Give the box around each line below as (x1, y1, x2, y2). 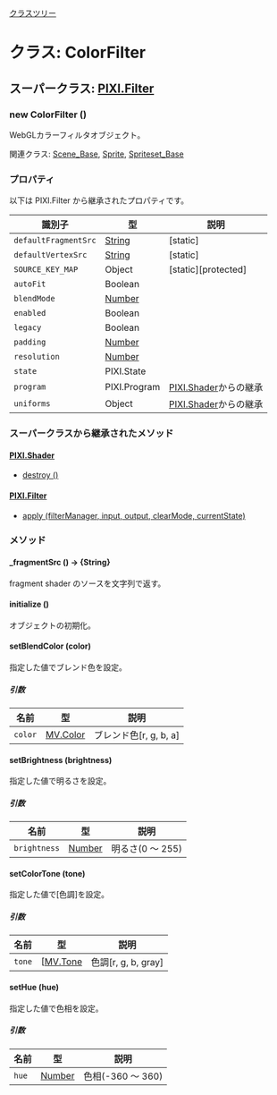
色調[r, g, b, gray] (90, 956, 164, 969)
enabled (13, 308, 46, 318)
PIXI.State (105, 365, 147, 378)
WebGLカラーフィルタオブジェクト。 (9, 129, 146, 140)
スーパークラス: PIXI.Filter (9, 81, 155, 96)
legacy (13, 323, 42, 333)
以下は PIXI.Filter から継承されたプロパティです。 (9, 195, 189, 206)
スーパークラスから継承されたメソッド (9, 428, 174, 440)
